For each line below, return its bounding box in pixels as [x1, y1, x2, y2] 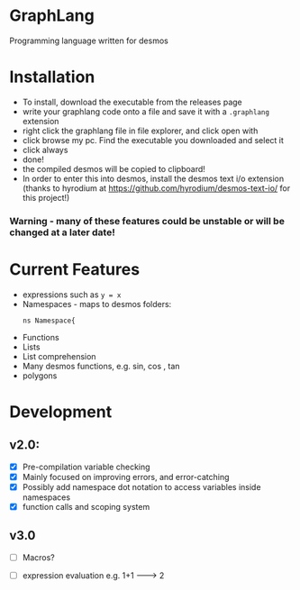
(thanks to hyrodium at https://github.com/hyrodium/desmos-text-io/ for [22, 182, 291, 194]
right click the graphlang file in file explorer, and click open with [22, 125, 259, 136]
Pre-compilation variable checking [22, 461, 150, 472]
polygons [22, 370, 58, 381]
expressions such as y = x [22, 289, 122, 300]
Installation [9, 67, 95, 87]
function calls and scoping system [22, 501, 150, 512]
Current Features [9, 259, 141, 279]
